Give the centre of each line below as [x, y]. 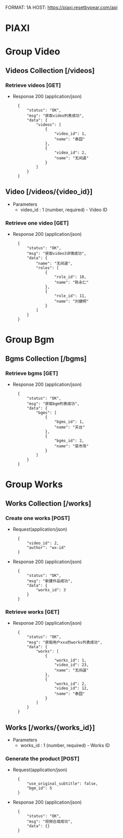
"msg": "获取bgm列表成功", [53, 404]
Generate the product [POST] [42, 758]
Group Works [34, 485]
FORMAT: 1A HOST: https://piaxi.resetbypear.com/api [61, 7]
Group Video [33, 52]
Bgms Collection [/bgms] [46, 358]
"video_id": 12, [71, 688]
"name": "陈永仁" [71, 283]
